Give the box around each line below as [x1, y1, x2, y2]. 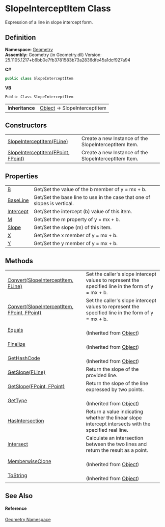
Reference [5, 505, 27, 511]
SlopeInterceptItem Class [5, 3, 111, 14]
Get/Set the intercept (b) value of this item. [33, 208, 133, 215]
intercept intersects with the [85, 420, 151, 427]
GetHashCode [7, 355, 40, 361]
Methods [5, 256, 33, 265]
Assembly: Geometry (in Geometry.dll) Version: [5, 52, 102, 57]
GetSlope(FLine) [7, 369, 46, 376]
